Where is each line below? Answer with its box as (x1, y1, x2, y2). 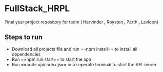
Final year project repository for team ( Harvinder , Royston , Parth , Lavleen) (4, 19, 159, 25)
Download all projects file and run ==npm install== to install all (11, 46, 138, 52)
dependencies (11, 51, 41, 57)
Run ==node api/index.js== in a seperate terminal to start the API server (11, 61, 157, 67)
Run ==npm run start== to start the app (11, 56, 91, 62)
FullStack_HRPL (4, 3, 70, 14)
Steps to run (4, 33, 42, 41)
